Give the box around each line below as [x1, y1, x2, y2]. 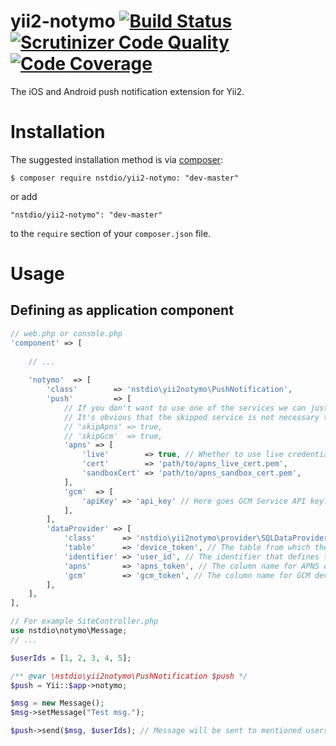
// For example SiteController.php [10, 616, 159, 627]
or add [10, 190, 38, 202]
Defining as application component [10, 302, 234, 319]
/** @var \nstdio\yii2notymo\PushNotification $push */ [10, 671, 248, 681]
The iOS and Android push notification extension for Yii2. [10, 85, 245, 97]
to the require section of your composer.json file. [10, 227, 212, 239]
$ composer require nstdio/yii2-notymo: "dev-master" [10, 173, 240, 183]
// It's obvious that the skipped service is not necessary [63, 412, 320, 422]
